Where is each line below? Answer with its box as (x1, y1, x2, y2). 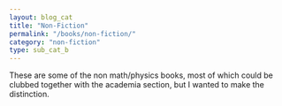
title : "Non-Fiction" (9, 21, 89, 30)
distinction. (9, 89, 50, 100)
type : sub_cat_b (9, 46, 69, 55)
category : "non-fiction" (9, 37, 101, 47)
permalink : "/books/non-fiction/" (9, 29, 137, 38)
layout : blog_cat (9, 12, 73, 22)
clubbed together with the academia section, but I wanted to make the (9, 79, 265, 90)
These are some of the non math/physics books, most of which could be (9, 70, 274, 80)
